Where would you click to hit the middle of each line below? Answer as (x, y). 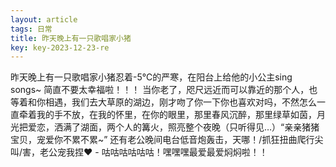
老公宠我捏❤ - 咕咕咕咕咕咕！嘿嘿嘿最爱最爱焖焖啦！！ (153, 152)
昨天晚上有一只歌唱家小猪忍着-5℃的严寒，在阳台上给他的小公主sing (151, 77)
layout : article (44, 19)
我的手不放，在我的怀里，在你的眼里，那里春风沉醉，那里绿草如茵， (176, 115)
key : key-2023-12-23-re (60, 47)
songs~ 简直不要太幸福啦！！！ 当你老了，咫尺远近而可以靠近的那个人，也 (164, 90)
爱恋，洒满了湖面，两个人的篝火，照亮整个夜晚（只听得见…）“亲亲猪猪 (173, 127)
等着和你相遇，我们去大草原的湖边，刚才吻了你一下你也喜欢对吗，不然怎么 (163, 102)
